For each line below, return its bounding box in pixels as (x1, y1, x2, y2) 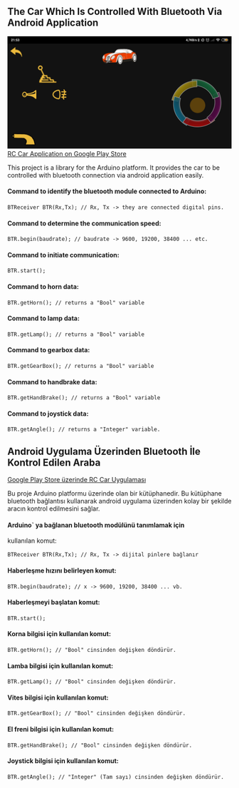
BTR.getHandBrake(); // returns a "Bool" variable (7, 394, 161, 401)
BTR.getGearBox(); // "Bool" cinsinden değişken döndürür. (7, 710, 186, 717)
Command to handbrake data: (7, 377, 97, 386)
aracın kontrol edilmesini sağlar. (7, 504, 100, 513)
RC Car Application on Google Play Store (7, 149, 127, 158)
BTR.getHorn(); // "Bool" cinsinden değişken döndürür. (7, 647, 176, 654)
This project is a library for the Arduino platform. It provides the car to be (7, 163, 221, 172)
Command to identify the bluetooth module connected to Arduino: (7, 187, 207, 195)
